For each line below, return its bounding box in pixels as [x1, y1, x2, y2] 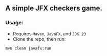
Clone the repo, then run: [12, 36, 66, 42]
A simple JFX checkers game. [5, 4, 102, 13]
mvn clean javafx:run [5, 45, 52, 51]
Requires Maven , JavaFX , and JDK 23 [12, 30, 86, 37]
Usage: [5, 19, 24, 26]
